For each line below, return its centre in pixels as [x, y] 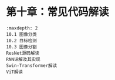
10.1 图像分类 [21, 34]
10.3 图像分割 [21, 47]
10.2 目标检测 [21, 41]
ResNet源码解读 [23, 53]
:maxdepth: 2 [22, 28]
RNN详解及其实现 [23, 59]
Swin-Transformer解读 [32, 65]
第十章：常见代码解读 [58, 12]
